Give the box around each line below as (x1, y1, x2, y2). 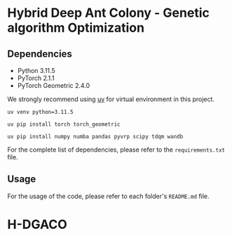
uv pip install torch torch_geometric (7, 121, 121, 128)
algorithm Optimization (7, 20, 145, 36)
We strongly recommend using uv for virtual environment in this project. (7, 95, 215, 103)
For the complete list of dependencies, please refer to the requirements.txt (7, 145, 226, 154)
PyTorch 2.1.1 (17, 74, 55, 82)
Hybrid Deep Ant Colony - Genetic (7, 5, 210, 21)
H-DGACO (7, 216, 68, 232)
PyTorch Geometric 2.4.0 (17, 81, 90, 89)
